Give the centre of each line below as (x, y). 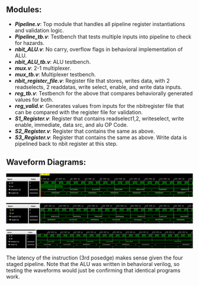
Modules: (24, 10)
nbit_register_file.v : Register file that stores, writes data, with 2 (92, 81)
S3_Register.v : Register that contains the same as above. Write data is (101, 137)
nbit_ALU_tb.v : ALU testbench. (53, 62)
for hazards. (29, 43)
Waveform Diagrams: (46, 162)
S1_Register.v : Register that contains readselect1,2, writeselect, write (99, 119)
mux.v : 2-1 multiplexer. (43, 68)
